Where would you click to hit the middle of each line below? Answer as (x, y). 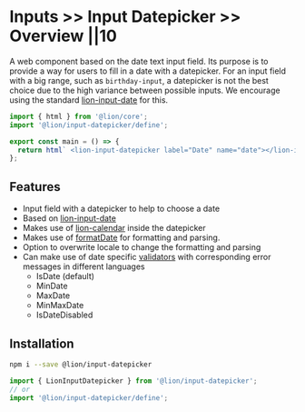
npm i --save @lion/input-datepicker (81, 364)
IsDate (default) (65, 276)
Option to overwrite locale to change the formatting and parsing (142, 247)
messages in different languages (84, 266)
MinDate (52, 286)
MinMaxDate (60, 306)
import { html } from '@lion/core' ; (79, 116)
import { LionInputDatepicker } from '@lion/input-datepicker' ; (133, 381)
